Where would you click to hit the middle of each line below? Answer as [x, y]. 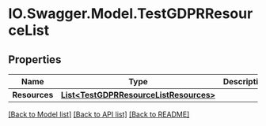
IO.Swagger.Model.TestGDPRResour [131, 14]
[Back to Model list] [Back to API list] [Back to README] [99, 114]
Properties [35, 59]
